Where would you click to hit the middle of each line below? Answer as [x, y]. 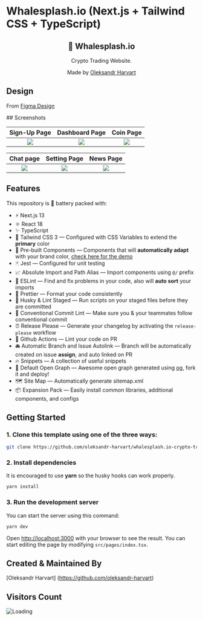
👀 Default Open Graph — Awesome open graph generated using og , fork [105, 368]
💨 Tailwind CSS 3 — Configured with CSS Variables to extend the [96, 237]
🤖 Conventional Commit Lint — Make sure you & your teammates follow [104, 313]
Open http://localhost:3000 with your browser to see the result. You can [96, 538]
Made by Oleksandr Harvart [101, 72]
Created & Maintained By [54, 563]
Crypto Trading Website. [101, 61]
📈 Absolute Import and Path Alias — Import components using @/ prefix [105, 272]
